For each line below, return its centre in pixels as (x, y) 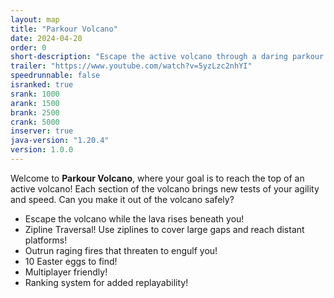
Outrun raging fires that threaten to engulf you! (121, 250)
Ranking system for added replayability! (106, 282)
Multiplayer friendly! (66, 272)
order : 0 (28, 47)
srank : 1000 (35, 94)
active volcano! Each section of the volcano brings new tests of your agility (165, 188)
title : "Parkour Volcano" (64, 29)
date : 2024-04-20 (46, 38)
